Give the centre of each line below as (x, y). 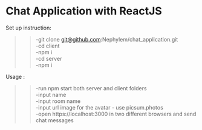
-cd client (47, 46)
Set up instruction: (29, 28)
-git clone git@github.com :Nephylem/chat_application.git (107, 39)
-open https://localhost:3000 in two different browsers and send (116, 114)
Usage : (15, 76)
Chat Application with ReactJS (84, 11)
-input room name (58, 101)
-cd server (49, 58)
